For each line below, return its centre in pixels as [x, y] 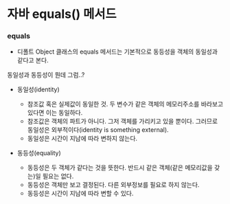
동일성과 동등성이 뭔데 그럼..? [46, 75]
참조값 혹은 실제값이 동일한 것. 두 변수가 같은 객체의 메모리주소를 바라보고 [125, 104]
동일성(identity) [38, 89]
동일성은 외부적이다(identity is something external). [98, 130]
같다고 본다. [33, 60]
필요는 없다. [58, 177]
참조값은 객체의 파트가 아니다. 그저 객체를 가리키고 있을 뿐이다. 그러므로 [123, 122]
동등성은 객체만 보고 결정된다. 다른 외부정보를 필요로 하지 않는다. [113, 185]
